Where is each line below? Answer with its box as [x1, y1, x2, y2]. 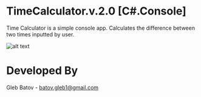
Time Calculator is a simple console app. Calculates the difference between [6, 24, 196, 32]
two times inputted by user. [6, 30, 75, 38]
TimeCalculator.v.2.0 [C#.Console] [6, 4, 186, 18]
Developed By [6, 64, 78, 78]
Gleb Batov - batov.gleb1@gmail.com [6, 84, 99, 91]
